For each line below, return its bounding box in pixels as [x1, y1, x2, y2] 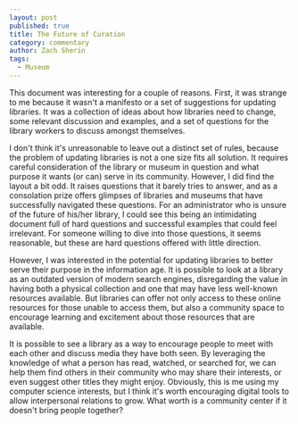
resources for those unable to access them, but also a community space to [9, 302, 285, 312]
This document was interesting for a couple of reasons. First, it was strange [9, 87, 287, 98]
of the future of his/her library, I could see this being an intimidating [9, 209, 257, 220]
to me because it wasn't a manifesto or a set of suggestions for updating [9, 96, 277, 107]
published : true [9, 21, 70, 30]
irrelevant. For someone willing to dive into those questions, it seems [9, 228, 261, 238]
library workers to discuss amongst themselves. [9, 125, 186, 136]
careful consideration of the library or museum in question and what [9, 162, 260, 172]
